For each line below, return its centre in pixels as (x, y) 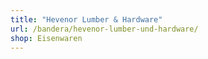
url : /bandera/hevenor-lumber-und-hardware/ (104, 29)
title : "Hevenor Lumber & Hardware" (86, 19)
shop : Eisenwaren (46, 38)
